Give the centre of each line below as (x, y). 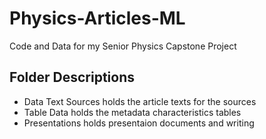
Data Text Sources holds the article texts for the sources (140, 101)
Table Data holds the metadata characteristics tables (132, 112)
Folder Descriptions (72, 77)
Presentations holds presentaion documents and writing (139, 123)
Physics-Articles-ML (97, 18)
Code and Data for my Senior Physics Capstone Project (123, 46)
